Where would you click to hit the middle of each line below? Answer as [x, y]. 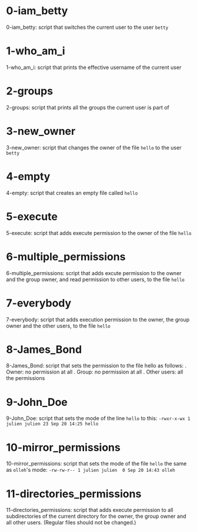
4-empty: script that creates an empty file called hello [72, 193]
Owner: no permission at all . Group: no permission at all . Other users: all [95, 372]
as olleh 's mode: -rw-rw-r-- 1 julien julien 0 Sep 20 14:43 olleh [91, 470]
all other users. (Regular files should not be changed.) [71, 523]
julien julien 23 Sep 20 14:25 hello [52, 424]
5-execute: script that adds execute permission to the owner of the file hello [99, 233]
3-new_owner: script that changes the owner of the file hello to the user [94, 147]
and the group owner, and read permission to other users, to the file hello [96, 279]
